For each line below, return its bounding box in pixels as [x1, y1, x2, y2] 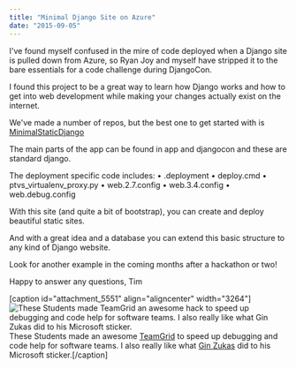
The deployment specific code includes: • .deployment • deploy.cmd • [9, 169, 268, 181]
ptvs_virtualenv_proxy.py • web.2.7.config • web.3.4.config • [9, 179, 231, 190]
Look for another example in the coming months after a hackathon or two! [9, 259, 277, 269]
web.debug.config [9, 189, 76, 200]
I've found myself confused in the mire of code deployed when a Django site [9, 45, 287, 56]
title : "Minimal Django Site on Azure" [9, 12, 156, 22]
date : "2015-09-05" [9, 21, 81, 30]
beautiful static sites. [9, 215, 86, 226]
